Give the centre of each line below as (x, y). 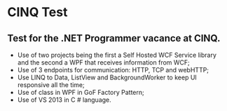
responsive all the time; (51, 85)
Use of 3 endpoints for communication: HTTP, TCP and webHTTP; (113, 70)
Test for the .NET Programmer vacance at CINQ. (114, 38)
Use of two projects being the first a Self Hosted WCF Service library (117, 55)
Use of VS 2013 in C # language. (64, 100)
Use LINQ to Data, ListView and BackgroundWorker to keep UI (107, 77)
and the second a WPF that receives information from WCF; (104, 63)
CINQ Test (37, 12)
